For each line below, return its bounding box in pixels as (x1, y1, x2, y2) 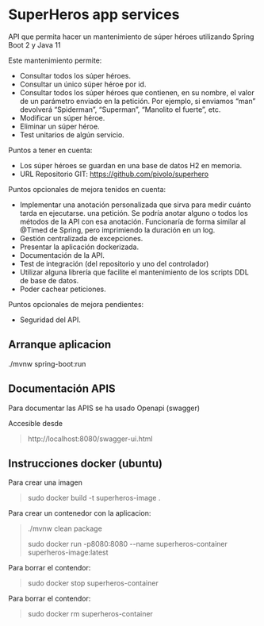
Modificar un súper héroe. (19, 113, 105, 122)
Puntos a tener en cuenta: (8, 145, 93, 155)
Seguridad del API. (19, 315, 82, 325)
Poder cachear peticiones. (19, 284, 106, 294)
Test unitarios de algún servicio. (19, 129, 124, 140)
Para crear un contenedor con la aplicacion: (8, 509, 151, 518)
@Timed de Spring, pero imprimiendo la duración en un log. (19, 225, 216, 235)
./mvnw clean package (27, 524, 103, 533)
